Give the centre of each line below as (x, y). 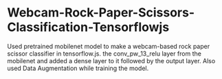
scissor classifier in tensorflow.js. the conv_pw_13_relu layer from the (104, 54)
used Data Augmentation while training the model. (78, 68)
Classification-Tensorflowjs (88, 27)
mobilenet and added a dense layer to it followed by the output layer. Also (111, 60)
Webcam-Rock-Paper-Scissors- (101, 13)
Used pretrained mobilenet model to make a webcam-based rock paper (109, 46)
